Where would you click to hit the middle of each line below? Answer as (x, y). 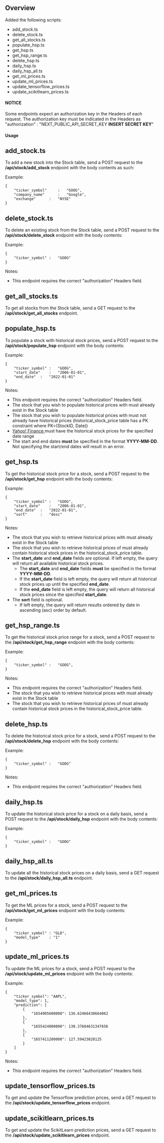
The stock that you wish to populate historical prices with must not (79, 415)
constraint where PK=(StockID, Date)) (50, 426)
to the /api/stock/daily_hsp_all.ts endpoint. (49, 878)
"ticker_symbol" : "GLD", (40, 933)
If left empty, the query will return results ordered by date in (80, 605)
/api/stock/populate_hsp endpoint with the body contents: (65, 345)
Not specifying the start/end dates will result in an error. (69, 446)
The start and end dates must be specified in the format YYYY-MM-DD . (85, 441)
